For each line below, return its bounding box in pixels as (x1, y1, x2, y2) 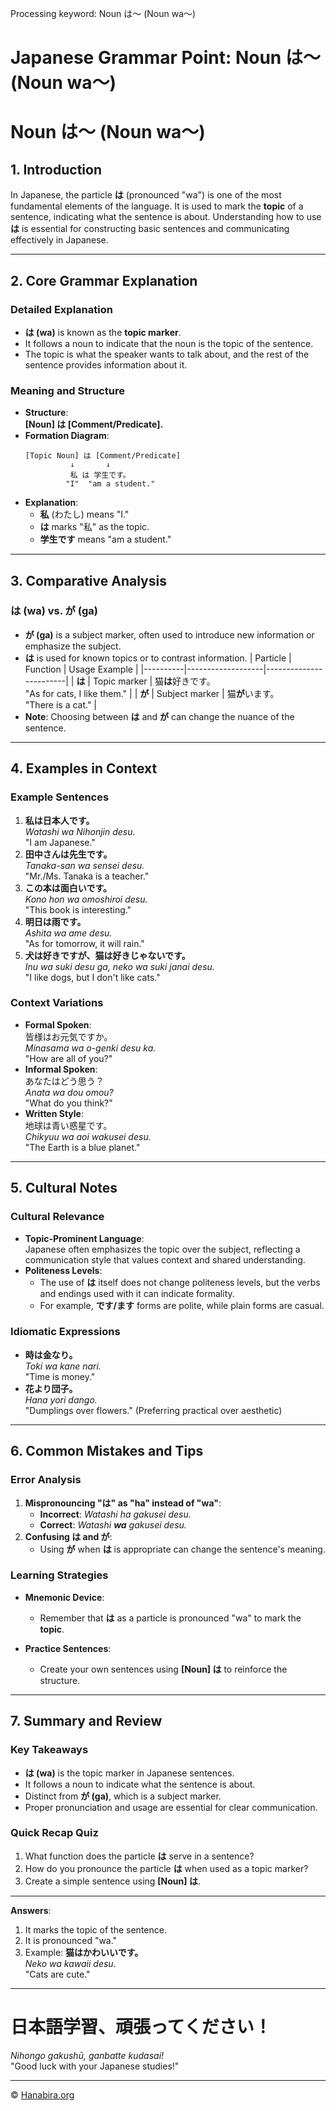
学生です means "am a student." (39, 533, 172, 546)
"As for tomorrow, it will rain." (24, 937, 145, 949)
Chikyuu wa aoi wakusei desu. (24, 1130, 152, 1142)
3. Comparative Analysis (10, 572, 167, 589)
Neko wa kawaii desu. (24, 1957, 117, 1969)
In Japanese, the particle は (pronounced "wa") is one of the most (10, 189, 282, 201)
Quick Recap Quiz (10, 1826, 99, 1840)
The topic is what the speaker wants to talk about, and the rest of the (24, 348, 310, 360)
